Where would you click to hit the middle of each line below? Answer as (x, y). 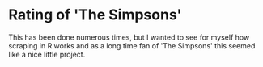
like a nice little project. (47, 54)
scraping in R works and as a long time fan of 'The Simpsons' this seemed (132, 45)
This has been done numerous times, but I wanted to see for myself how (129, 37)
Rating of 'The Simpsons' (95, 15)
